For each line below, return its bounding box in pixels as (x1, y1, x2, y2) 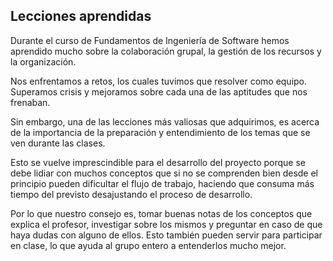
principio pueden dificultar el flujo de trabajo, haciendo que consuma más (10, 177, 315, 189)
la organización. (10, 55, 77, 68)
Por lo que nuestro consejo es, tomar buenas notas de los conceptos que (10, 207, 313, 219)
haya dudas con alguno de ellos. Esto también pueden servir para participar (10, 229, 323, 241)
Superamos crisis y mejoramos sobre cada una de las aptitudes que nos (10, 85, 308, 98)
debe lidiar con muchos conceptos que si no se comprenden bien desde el (10, 167, 319, 179)
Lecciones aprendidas (10, 8, 152, 25)
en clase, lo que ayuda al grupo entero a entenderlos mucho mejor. (10, 239, 287, 251)
